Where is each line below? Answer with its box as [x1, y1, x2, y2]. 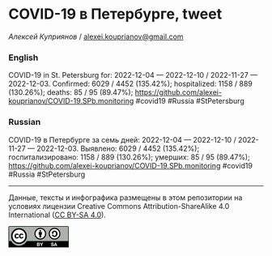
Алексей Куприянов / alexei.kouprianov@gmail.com [8, 32, 184, 41]
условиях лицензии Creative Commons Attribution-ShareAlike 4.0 [8, 201, 230, 211]
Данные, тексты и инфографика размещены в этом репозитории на [8, 192, 243, 203]
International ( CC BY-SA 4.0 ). [8, 210, 107, 220]
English [8, 52, 39, 63]
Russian [8, 117, 41, 128]
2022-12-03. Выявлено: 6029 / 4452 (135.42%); [36, 143, 200, 153]
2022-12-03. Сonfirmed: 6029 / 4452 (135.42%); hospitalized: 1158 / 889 [8, 79, 253, 89]
